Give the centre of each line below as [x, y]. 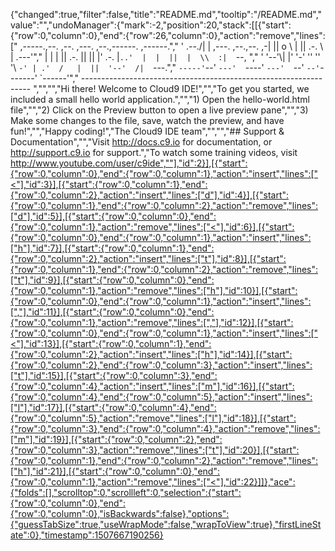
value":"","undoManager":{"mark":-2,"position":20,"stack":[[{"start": [151, 25]
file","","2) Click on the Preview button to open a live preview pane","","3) [159, 110]
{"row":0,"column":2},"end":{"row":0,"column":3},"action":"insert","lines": [161, 365]
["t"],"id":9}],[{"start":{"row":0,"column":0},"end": [112, 280]
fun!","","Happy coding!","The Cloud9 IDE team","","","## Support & [147, 131]
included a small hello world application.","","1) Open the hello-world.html [160, 99]
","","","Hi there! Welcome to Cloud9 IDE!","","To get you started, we [171, 88]
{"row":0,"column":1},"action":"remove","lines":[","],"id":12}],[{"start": [152, 322]
